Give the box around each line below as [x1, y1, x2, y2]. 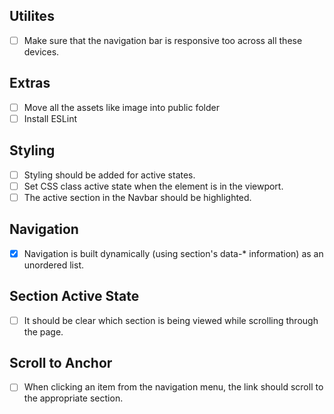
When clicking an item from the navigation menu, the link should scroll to [23, 381, 324, 393]
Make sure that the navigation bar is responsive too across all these [23, 34, 303, 46]
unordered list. [23, 259, 85, 271]
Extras [9, 75, 51, 92]
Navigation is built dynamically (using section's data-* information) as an [23, 247, 324, 259]
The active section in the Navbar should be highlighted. [23, 191, 252, 203]
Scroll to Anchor [9, 354, 113, 371]
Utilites [9, 8, 55, 25]
